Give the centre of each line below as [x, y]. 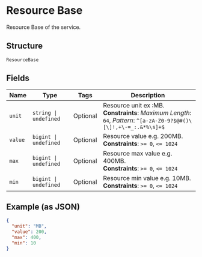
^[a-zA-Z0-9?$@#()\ [164, 120]
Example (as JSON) [43, 207]
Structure [25, 46]
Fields [18, 78]
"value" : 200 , [29, 232]
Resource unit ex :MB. [134, 105]
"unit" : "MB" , [29, 226]
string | [45, 113]
